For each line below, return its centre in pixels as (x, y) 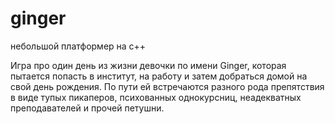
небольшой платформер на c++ (78, 46)
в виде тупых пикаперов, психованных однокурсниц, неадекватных (156, 97)
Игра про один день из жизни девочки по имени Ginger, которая (148, 65)
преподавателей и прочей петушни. (87, 108)
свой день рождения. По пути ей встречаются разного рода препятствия (167, 86)
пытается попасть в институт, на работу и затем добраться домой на (159, 76)
